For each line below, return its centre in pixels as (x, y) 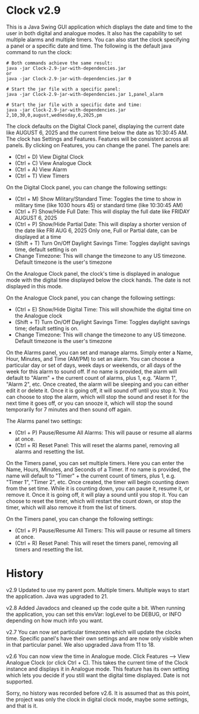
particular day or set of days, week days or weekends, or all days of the (94, 365)
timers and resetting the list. (49, 549)
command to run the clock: (39, 52)
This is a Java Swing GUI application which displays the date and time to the (99, 27)
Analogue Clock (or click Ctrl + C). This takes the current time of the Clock (97, 662)
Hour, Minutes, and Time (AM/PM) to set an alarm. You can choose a (90, 358)
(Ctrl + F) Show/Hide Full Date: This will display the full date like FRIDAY (102, 211)
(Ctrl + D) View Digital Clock (49, 157)
